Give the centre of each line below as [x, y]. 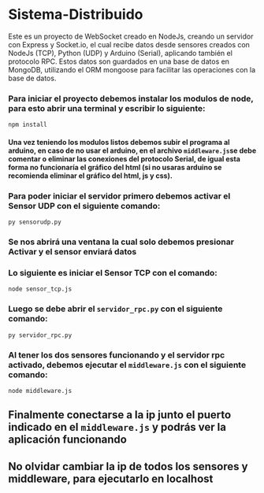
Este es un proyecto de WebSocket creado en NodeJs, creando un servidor [131, 36]
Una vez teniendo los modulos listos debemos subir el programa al [119, 142]
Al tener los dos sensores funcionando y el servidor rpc [117, 354]
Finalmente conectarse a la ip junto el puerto [120, 415]
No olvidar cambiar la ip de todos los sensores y [128, 466]
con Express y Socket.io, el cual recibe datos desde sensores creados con [129, 44]
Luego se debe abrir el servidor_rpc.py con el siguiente [115, 309]
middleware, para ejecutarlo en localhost [111, 478]
